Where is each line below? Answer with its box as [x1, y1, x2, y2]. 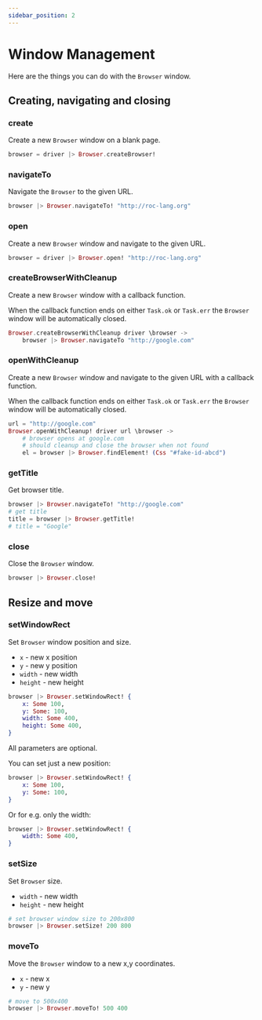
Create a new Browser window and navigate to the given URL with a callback [8, 372, 254, 382]
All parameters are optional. [8, 744, 98, 753]
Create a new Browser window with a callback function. [8, 290, 186, 299]
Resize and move [8, 596, 93, 609]
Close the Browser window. [8, 559, 94, 568]
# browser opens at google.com [22, 434, 125, 442]
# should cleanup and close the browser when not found [22, 441, 209, 450]
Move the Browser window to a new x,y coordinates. [8, 959, 176, 968]
